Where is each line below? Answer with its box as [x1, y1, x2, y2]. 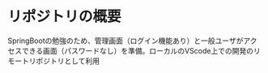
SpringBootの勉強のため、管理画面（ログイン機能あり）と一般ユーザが [7, 36, 244, 45]
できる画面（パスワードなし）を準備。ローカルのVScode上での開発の [21, 45, 254, 55]
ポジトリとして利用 [35, 56, 100, 66]
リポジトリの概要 [7, 7, 122, 26]
